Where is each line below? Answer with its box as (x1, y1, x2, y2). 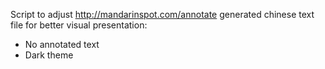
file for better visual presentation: (10, 19, 148, 31)
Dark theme (24, 49, 74, 61)
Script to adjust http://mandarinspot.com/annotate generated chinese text (10, 9, 315, 20)
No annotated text (24, 39, 100, 50)
